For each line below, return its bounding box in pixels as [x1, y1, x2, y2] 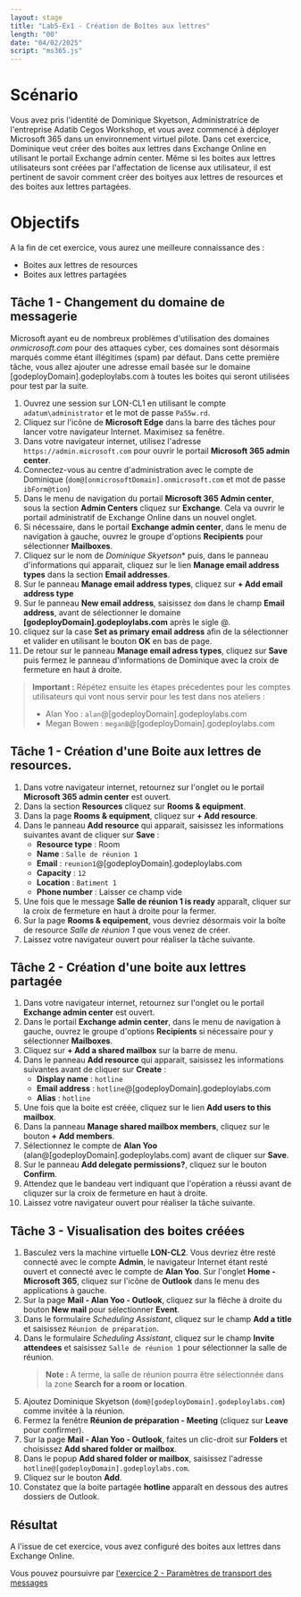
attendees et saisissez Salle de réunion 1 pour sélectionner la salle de [22, 1343, 288, 1353]
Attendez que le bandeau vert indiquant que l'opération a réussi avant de [22, 1179, 292, 1189]
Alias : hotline [36, 1093, 91, 1103]
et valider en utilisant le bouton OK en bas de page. [22, 635, 213, 646]
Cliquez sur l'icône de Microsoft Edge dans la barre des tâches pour [22, 416, 276, 427]
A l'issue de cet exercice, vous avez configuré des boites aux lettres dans [10, 1541, 281, 1552]
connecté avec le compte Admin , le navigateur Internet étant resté [22, 1257, 269, 1267]
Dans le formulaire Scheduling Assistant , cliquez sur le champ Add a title [22, 1314, 293, 1325]
